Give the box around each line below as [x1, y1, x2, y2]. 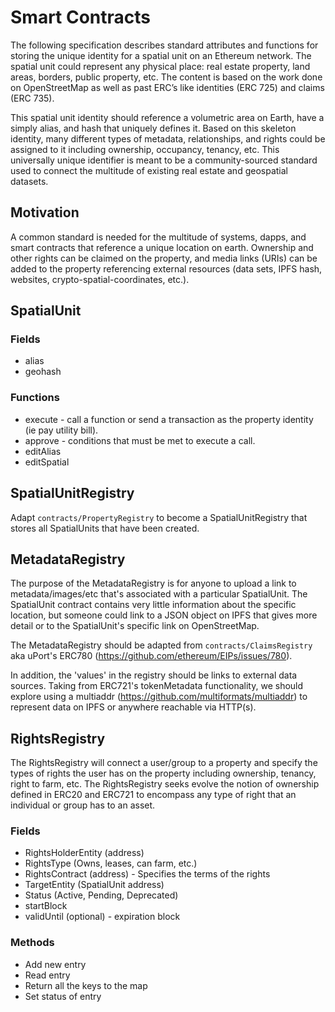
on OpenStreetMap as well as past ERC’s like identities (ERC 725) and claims [10, 81, 325, 93]
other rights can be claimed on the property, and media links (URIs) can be [10, 252, 318, 264]
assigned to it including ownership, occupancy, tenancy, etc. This [10, 143, 280, 155]
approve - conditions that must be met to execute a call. [24, 434, 256, 446]
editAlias [24, 445, 62, 457]
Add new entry [24, 958, 87, 970]
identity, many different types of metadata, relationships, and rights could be [10, 132, 326, 145]
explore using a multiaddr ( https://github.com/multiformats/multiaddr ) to [10, 691, 308, 703]
